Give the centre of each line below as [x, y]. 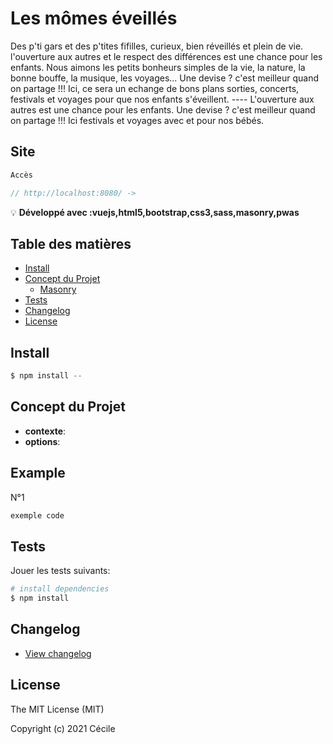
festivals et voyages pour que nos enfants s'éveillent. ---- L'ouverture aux [162, 99]
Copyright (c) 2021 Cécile [63, 728]
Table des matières [71, 243]
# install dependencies [60, 589]
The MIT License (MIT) [57, 709]
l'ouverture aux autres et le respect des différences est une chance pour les [166, 56]
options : [42, 441]
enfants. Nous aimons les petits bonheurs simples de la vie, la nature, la [158, 67]
